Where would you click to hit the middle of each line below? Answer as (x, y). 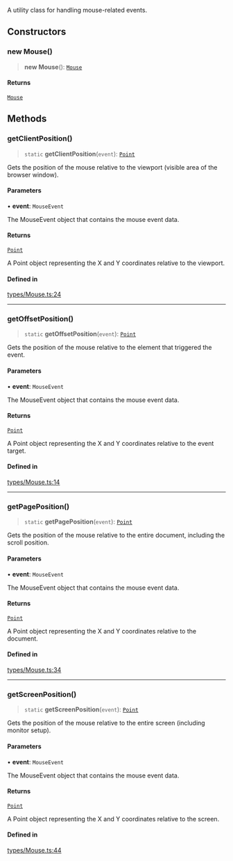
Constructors (37, 32)
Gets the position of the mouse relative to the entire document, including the (116, 536)
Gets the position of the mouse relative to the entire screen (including (106, 723)
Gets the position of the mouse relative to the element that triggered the (110, 348)
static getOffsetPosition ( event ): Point (80, 334)
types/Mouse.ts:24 (34, 294)
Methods (27, 119)
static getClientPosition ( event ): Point (79, 154)
